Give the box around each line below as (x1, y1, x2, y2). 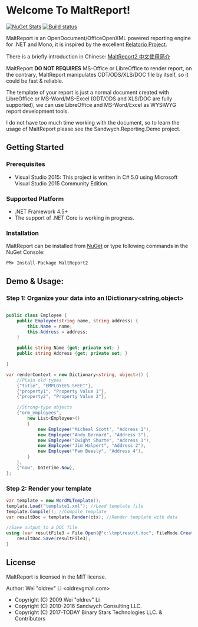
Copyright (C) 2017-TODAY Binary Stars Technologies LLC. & (14, 609, 163, 616)
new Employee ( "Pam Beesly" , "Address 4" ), (37, 448, 144, 455)
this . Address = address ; (27, 329, 88, 335)
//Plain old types (16, 377, 62, 383)
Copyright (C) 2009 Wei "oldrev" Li (14, 596, 100, 603)
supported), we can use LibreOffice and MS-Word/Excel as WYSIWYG (6, 101, 177, 108)
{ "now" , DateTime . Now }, (16, 465, 75, 471)
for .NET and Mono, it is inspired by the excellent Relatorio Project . (6, 41, 167, 48)
